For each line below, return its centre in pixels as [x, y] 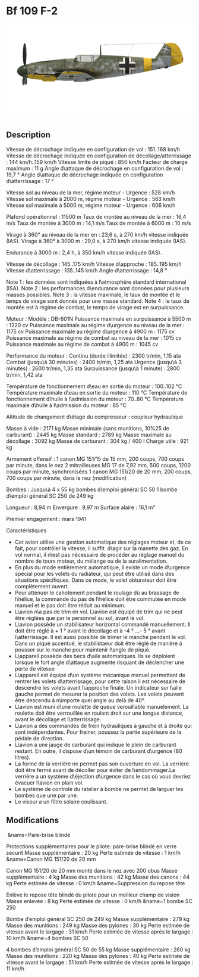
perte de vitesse [35, 668]
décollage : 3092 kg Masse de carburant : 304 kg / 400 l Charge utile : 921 [97, 441]
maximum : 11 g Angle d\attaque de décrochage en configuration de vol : [95, 168]
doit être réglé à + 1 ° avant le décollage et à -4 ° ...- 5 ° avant [90, 631]
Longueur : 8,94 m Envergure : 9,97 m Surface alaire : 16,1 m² [81, 507]
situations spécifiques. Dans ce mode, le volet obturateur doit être [96, 580]
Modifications [33, 821]
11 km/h [15, 968]
